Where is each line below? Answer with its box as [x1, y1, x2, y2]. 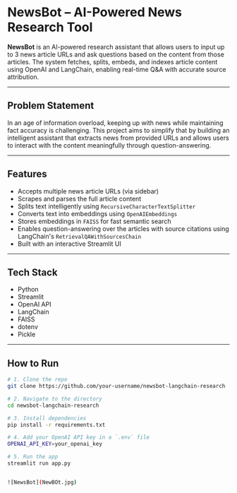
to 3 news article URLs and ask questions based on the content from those [7, 50, 224, 59]
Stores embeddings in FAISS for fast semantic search [17, 217, 171, 225]
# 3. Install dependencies [7, 415, 87, 422]
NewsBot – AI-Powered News [7, 4, 182, 20]
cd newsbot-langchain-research [7, 402, 99, 409]
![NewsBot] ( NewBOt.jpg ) [7, 478, 78, 486]
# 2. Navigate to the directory [7, 395, 102, 403]
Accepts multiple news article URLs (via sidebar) [17, 186, 159, 195]
